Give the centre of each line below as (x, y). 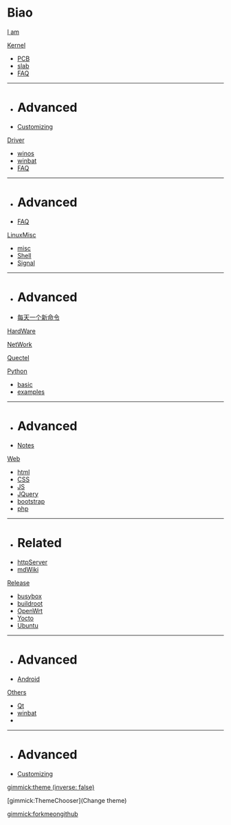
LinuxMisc (22, 235)
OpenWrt (30, 610)
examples (31, 392)
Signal (26, 263)
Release (19, 583)
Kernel (16, 45)
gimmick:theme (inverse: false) (51, 787)
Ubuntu (28, 625)
